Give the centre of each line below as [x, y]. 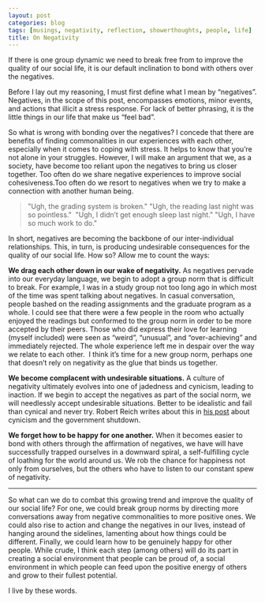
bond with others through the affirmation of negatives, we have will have [126, 444]
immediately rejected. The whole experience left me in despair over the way [131, 346]
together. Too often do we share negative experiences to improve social [125, 174]
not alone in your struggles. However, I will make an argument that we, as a [130, 158]
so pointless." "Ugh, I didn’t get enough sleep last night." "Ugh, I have [141, 215]
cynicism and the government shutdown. [75, 420]
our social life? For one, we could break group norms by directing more [123, 508]
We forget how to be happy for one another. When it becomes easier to [125, 436]
